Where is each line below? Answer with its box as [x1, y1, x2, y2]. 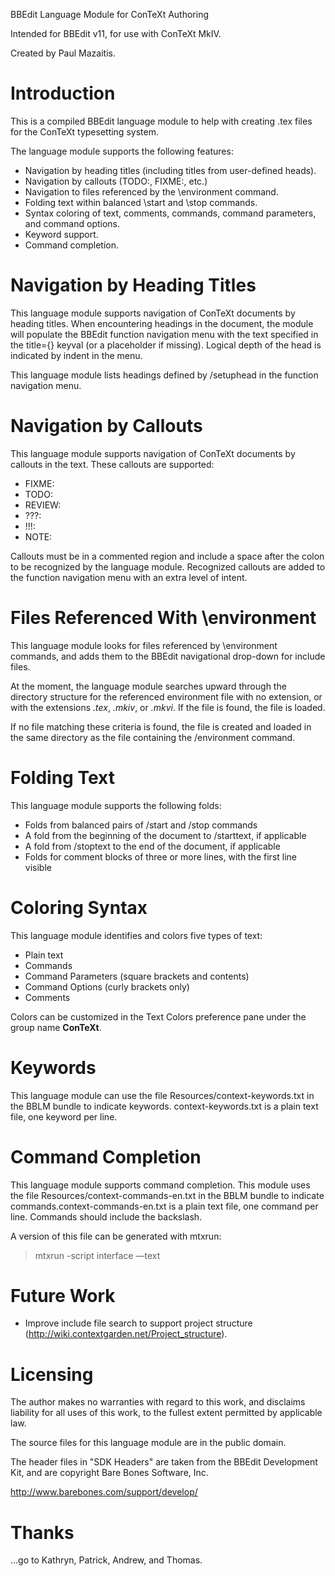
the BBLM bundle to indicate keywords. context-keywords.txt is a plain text [10, 1100, 319, 1112]
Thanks [10, 1521, 75, 1544]
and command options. [24, 217, 121, 229]
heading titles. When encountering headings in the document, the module [10, 317, 314, 329]
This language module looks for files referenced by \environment [10, 639, 278, 651]
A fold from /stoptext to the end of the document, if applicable [24, 840, 281, 852]
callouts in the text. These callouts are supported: [10, 458, 215, 470]
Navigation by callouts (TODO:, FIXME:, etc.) [24, 175, 208, 187]
